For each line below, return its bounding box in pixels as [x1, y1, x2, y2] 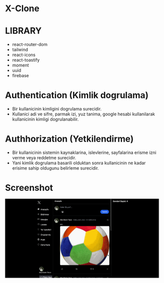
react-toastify [12, 57, 40, 63]
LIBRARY [5, 25, 42, 37]
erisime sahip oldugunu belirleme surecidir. [12, 165, 99, 171]
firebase [12, 73, 29, 79]
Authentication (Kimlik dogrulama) [5, 90, 149, 101]
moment [12, 62, 29, 68]
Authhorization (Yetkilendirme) [5, 133, 134, 145]
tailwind [12, 47, 28, 53]
